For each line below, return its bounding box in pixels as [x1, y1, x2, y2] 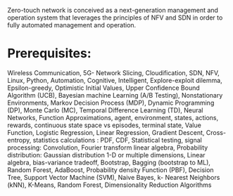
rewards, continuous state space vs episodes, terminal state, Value [7, 121, 202, 129]
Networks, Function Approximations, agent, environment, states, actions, [7, 113, 219, 122]
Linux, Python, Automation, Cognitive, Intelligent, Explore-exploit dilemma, [7, 76, 223, 84]
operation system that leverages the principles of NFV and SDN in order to [7, 13, 223, 22]
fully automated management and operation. [7, 21, 137, 29]
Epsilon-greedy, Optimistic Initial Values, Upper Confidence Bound [7, 84, 201, 92]
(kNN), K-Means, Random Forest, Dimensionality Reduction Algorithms [7, 181, 212, 189]
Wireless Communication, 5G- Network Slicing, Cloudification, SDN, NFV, [7, 68, 220, 77]
